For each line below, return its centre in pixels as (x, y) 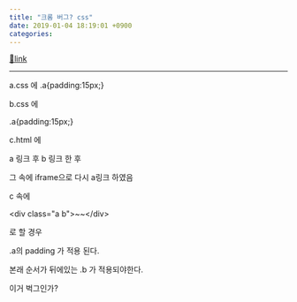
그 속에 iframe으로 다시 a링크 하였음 (72, 177)
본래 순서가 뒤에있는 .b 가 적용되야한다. (76, 269)
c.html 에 (25, 140)
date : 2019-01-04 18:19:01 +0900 (71, 26)
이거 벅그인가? (34, 289)
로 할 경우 (26, 232)
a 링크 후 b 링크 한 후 (46, 159)
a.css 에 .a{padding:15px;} (57, 86)
